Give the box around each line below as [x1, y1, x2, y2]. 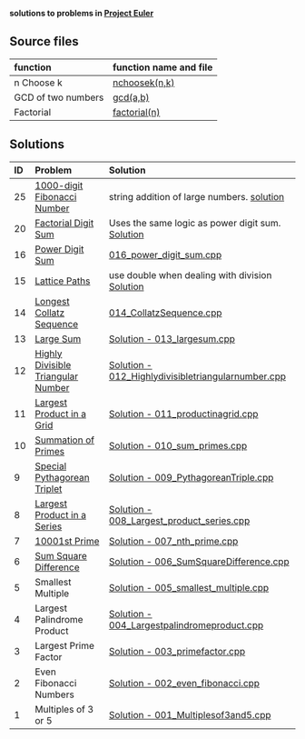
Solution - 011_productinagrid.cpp [108, 407, 259, 420]
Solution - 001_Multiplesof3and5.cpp [108, 708, 271, 721]
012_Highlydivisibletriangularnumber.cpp [108, 370, 287, 383]
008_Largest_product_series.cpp [108, 514, 251, 526]
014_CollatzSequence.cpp [108, 306, 222, 319]
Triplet [34, 482, 63, 494]
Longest [34, 295, 70, 307]
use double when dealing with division [108, 268, 272, 281]
